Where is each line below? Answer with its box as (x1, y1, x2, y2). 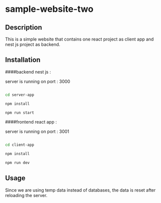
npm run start (5, 110, 35, 115)
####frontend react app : (5, 119, 57, 125)
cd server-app (5, 92, 35, 97)
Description (5, 23, 42, 32)
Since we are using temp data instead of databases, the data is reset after (5, 187, 156, 193)
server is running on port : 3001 (5, 128, 69, 134)
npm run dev (5, 161, 30, 165)
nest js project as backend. (5, 41, 60, 47)
